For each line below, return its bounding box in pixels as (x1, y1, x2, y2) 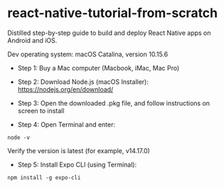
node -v (7, 134, 31, 141)
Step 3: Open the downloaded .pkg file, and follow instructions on (17, 98, 210, 108)
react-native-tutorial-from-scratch (7, 5, 218, 21)
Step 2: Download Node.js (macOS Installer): (17, 77, 149, 86)
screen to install (17, 106, 65, 115)
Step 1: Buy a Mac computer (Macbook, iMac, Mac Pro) (17, 63, 180, 72)
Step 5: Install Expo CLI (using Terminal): (17, 160, 137, 169)
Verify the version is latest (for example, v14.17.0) (7, 146, 151, 155)
